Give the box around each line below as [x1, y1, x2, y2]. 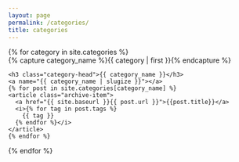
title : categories [8, 26, 68, 34]
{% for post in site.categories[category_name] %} [8, 85, 177, 92]
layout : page [8, 11, 51, 20]
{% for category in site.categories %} [8, 48, 129, 57]
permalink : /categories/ [8, 19, 89, 27]
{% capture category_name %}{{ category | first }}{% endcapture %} [8, 56, 232, 65]
